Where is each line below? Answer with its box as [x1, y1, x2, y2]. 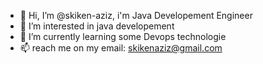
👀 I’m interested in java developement [19, 20, 175, 32]
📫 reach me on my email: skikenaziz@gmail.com [19, 42, 223, 54]
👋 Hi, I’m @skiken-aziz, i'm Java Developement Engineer [19, 10, 253, 21]
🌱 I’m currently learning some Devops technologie [19, 31, 227, 42]
